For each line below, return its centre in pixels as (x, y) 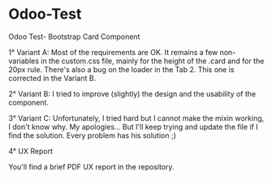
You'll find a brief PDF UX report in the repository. (91, 166)
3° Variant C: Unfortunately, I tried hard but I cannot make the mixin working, (136, 118)
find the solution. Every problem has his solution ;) (92, 135)
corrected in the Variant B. (52, 78)
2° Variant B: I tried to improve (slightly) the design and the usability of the (132, 93)
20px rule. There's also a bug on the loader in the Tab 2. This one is (121, 69)
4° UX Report (30, 151)
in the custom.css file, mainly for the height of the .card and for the (152, 61)
